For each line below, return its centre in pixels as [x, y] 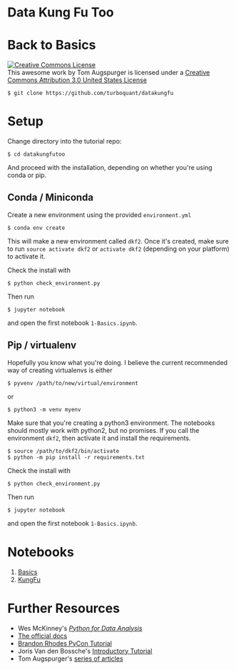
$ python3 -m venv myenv [44, 409]
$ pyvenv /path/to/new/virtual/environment [73, 383]
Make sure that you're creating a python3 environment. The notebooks [111, 423]
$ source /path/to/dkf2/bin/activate [63, 451]
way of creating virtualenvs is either [60, 370]
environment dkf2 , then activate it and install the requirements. [99, 438]
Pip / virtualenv [42, 345]
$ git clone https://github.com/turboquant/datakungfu [91, 94]
